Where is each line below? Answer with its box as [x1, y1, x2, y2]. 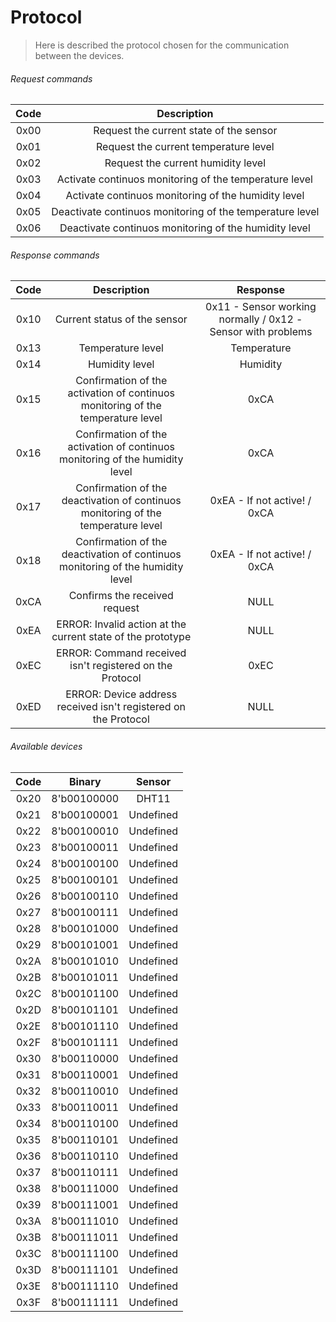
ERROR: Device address [65, 687, 178, 701]
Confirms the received [68, 589, 174, 603]
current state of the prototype [51, 630, 192, 644]
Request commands [10, 72, 93, 85]
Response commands [10, 249, 100, 261]
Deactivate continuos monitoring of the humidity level [59, 221, 311, 235]
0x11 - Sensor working [205, 300, 317, 314]
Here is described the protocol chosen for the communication [34, 39, 290, 51]
